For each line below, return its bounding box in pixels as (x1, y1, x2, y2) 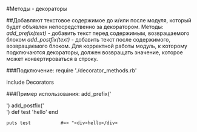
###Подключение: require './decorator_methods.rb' (6, 67, 137, 74)
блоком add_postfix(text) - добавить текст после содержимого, (6, 36, 171, 43)
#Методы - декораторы (6, 5, 67, 12)
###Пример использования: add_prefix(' (6, 90, 112, 97)
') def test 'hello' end (6, 108, 59, 115)
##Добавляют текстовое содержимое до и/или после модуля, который (6, 17, 192, 24)
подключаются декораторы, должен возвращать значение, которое (6, 49, 183, 56)
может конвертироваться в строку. (6, 55, 98, 62)
